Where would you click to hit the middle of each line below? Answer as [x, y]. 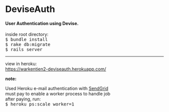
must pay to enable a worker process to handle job [58, 94]
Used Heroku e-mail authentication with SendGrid [57, 88]
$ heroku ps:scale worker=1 [40, 104]
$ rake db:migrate [28, 44]
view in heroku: [21, 64]
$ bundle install [26, 39]
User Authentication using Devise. [42, 23]
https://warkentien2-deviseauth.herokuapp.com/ [56, 69]
